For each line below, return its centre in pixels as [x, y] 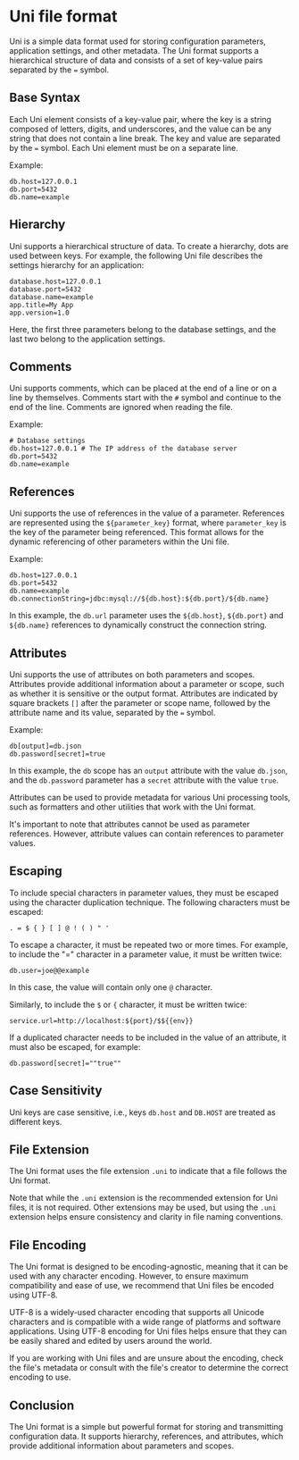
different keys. [36, 1121]
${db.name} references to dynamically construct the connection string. [138, 625]
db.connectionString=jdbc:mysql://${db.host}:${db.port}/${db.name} [139, 599]
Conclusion [42, 1405]
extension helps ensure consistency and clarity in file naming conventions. [146, 1217]
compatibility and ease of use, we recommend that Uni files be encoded [142, 1286]
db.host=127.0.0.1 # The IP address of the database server [124, 449]
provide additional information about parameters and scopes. [122, 1446]
